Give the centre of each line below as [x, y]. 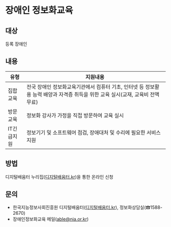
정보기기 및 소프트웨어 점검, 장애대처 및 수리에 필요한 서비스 [94, 133]
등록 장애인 [16, 44]
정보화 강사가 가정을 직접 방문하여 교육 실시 [75, 115]
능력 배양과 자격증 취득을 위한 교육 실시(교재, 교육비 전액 [96, 94]
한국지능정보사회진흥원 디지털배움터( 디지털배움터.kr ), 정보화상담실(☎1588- [88, 207]
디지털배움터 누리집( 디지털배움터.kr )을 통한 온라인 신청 [59, 177]
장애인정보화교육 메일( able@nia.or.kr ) [51, 219]
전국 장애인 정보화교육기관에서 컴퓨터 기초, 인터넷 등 [85, 87]
